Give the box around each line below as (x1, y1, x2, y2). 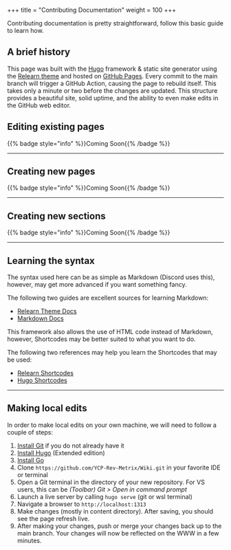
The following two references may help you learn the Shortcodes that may (7, 349, 218, 357)
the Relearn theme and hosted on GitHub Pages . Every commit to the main (7, 71, 218, 80)
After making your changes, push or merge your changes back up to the (16, 522, 222, 530)
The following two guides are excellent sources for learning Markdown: (7, 294, 209, 302)
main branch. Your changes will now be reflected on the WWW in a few (16, 529, 219, 537)
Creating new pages (7, 166, 96, 177)
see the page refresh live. (16, 514, 90, 522)
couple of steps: (7, 428, 54, 436)
